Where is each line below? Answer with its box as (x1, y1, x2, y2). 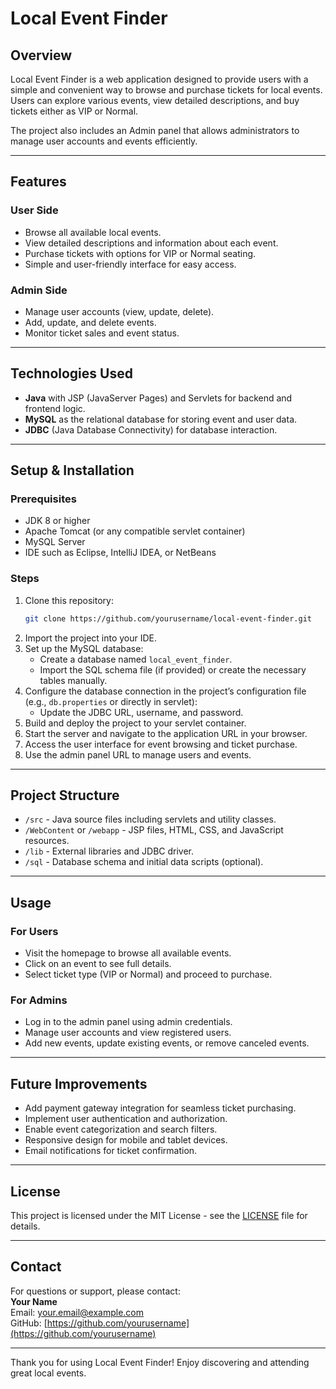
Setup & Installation (10, 462, 135, 479)
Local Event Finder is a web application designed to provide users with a (10, 73, 309, 85)
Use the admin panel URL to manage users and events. (24, 748, 252, 761)
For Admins (10, 993, 68, 1007)
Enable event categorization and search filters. (24, 1123, 218, 1136)
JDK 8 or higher (24, 515, 91, 527)
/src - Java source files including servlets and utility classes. (24, 813, 277, 826)
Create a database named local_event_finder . (39, 653, 233, 665)
